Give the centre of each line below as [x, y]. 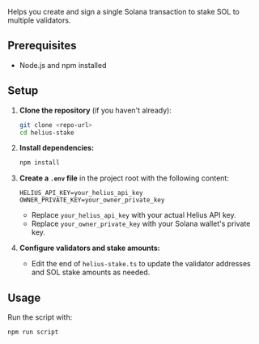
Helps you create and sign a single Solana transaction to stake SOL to [123, 12]
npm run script [33, 332]
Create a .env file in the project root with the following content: [124, 178]
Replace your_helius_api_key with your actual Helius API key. [134, 215]
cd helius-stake [47, 133]
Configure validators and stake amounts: [89, 248]
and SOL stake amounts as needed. [91, 272]
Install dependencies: [57, 148]
